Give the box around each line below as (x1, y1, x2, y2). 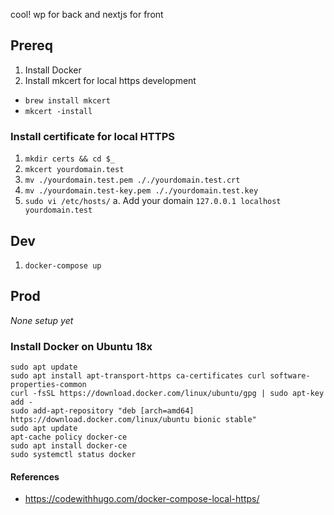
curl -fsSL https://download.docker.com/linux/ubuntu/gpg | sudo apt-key (10, 389, 325, 399)
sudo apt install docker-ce (10, 441, 128, 451)
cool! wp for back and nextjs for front (10, 9, 164, 20)
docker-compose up (24, 260, 102, 271)
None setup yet (10, 314, 74, 326)
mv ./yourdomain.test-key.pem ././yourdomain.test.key (24, 186, 259, 196)
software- (269, 371, 311, 381)
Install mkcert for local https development (24, 74, 197, 86)
